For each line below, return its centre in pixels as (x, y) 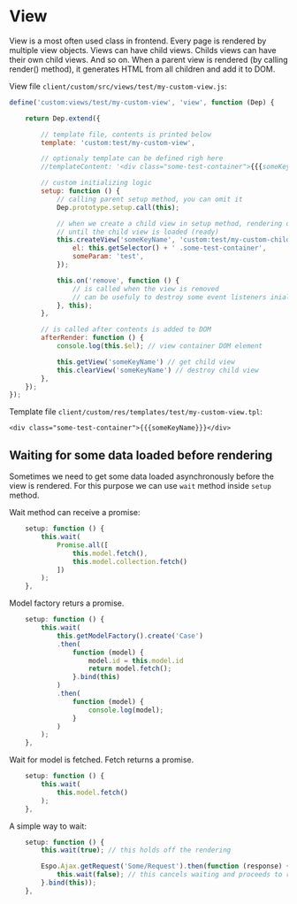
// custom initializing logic (96, 183)
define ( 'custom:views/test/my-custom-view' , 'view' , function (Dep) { (142, 102)
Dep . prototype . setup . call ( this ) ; (118, 207)
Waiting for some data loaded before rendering (141, 455)
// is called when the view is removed (145, 289)
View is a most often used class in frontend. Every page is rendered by (138, 41)
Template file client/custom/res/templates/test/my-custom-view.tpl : (136, 412)
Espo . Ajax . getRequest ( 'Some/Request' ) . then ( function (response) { (166, 866)
